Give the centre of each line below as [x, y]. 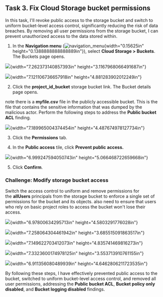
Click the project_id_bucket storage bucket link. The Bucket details [81, 86]
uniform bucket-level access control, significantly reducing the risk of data [82, 25]
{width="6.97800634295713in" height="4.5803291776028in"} [74, 223]
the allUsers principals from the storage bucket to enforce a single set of [80, 196]
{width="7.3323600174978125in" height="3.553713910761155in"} [77, 254]
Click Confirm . [28, 167]
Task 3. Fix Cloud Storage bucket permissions [78, 8]
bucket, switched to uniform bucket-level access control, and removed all [81, 279]
